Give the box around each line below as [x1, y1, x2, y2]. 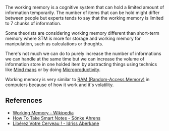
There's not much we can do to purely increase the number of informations [5, 50, 161, 56]
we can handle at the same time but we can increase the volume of [5, 56, 145, 62]
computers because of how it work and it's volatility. [5, 82, 114, 88]
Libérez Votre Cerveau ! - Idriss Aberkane [12, 120, 99, 126]
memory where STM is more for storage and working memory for [5, 35, 141, 41]
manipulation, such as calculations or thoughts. [5, 41, 103, 47]
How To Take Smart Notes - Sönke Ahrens [12, 115, 101, 121]
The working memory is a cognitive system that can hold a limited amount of [5, 5, 164, 10]
